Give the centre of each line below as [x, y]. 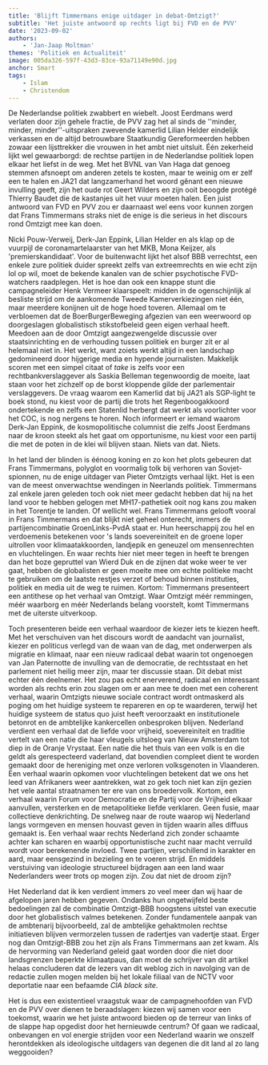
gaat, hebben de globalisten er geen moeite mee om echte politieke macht [131, 571]
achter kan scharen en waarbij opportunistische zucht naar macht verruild [130, 842]
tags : [17, 75]
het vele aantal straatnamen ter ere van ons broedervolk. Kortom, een [123, 791]
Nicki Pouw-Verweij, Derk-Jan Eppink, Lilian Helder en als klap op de [121, 240]
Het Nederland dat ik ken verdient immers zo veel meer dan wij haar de [125, 892]
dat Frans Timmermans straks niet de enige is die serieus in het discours [128, 215]
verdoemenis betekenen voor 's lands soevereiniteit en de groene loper [126, 537]
